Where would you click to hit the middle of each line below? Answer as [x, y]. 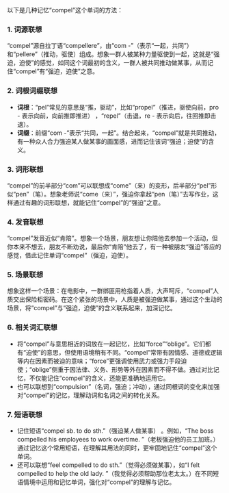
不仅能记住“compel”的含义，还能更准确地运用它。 [99, 378]
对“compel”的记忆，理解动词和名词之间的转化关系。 [90, 395]
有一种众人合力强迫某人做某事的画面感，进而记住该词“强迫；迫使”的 [112, 141]
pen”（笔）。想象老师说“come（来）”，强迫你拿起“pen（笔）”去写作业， [114, 194]
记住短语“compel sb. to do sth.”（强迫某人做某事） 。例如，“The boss [115, 431]
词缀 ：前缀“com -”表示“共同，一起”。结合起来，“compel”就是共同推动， [119, 133]
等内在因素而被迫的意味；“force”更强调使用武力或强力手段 [99, 361]
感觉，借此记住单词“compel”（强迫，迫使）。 [70, 255]
